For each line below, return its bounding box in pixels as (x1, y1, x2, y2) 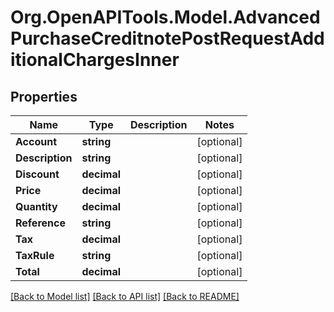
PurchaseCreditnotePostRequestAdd (10, 27, 325, 50)
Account (15, 135, 57, 148)
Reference (15, 216, 66, 230)
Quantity (15, 200, 58, 213)
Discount (15, 167, 60, 181)
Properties (10, 88, 78, 105)
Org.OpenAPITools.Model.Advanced (10, 6, 321, 29)
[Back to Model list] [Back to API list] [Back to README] (10, 291, 240, 302)
